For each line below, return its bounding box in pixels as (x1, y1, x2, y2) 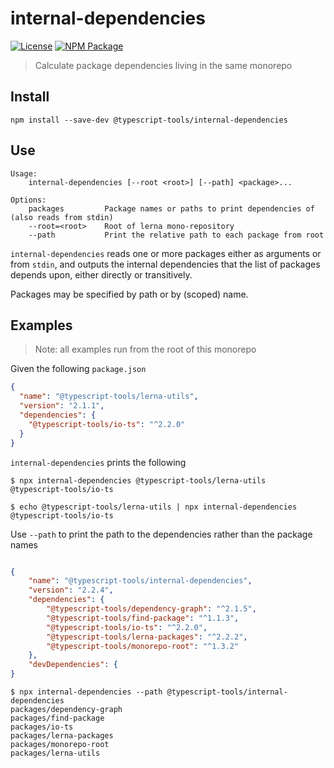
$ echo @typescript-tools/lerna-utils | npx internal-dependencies (10, 502, 298, 512)
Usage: (10, 168, 38, 179)
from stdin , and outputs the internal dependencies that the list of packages (10, 258, 321, 270)
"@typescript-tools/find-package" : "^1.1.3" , (46, 613, 240, 623)
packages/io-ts (10, 722, 74, 732)
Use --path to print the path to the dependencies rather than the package (10, 528, 313, 540)
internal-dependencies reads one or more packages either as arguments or (10, 247, 322, 259)
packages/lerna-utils (10, 748, 101, 758)
